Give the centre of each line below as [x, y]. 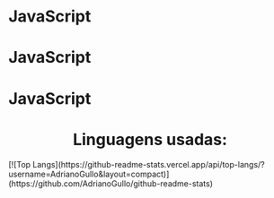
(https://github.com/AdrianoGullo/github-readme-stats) [110, 183]
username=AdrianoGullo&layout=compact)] [89, 174]
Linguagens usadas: [150, 139]
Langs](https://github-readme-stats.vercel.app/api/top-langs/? [149, 164]
